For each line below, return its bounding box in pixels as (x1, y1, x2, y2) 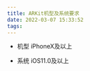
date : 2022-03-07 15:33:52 (7, 16, 84, 23)
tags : (7, 23, 22, 29)
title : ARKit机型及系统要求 (7, 10, 80, 17)
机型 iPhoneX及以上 (16, 42, 73, 51)
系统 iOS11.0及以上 (16, 57, 70, 65)
